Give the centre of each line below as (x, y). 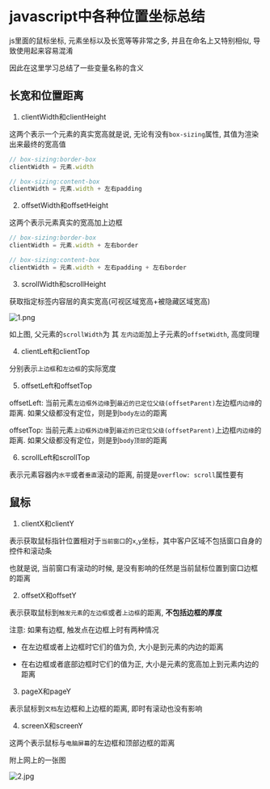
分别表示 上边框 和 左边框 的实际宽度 (63, 368)
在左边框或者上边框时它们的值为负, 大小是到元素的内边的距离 (122, 647)
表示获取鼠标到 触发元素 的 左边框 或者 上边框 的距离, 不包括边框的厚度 (116, 612)
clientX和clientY (48, 523)
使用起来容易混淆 (44, 50)
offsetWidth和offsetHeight (64, 205)
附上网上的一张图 (38, 760)
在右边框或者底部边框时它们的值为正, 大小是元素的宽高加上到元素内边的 (140, 664)
